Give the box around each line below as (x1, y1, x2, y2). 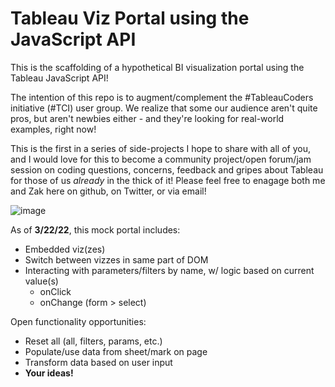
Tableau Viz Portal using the (10, 7, 250, 30)
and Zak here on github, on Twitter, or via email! (10, 185, 207, 197)
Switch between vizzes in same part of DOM (24, 253, 209, 266)
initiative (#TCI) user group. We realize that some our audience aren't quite (10, 102, 318, 114)
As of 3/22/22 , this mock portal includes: (10, 223, 181, 236)
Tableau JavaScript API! (10, 72, 109, 84)
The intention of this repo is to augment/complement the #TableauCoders (10, 91, 314, 103)
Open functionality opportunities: (10, 315, 147, 327)
